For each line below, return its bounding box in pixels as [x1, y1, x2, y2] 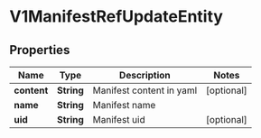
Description [118, 69, 172, 81]
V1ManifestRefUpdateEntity [9, 6, 224, 27]
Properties [9, 42, 70, 58]
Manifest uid [92, 114, 146, 125]
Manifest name [92, 99, 156, 111]
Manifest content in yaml [92, 84, 198, 97]
